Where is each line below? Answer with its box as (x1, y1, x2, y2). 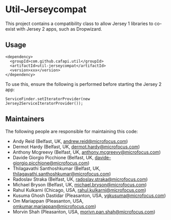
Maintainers (5, 115, 45, 124)
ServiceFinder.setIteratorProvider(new (5, 96, 90, 102)
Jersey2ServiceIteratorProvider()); (5, 101, 83, 106)
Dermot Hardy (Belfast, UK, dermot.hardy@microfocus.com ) (12, 143, 140, 150)
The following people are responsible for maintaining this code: (5, 128, 138, 134)
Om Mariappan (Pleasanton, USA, (12, 198, 84, 204)
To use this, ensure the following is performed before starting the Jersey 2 (5, 81, 162, 87)
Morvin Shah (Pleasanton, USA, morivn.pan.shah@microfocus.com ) (12, 208, 156, 215)
